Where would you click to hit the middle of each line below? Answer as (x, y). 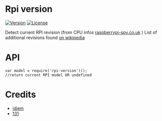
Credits (21, 95)
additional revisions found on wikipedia (45, 38)
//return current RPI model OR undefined (49, 75)
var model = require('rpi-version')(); (46, 71)
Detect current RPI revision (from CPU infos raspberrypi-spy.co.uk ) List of (81, 32)
